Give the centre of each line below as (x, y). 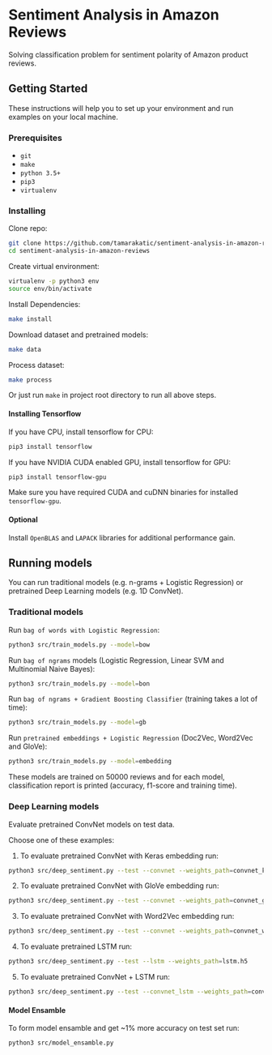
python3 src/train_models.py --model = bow (79, 645)
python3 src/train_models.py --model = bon (79, 683)
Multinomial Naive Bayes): (52, 668)
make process (30, 380)
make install (30, 319)
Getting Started (48, 89)
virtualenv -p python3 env (54, 281)
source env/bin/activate (50, 288)
